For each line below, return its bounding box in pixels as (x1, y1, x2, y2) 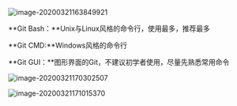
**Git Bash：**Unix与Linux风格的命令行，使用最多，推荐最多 (8, 24, 211, 33)
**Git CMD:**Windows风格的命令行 (8, 40, 128, 50)
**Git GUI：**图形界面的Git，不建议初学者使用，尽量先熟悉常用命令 (8, 58, 230, 66)
